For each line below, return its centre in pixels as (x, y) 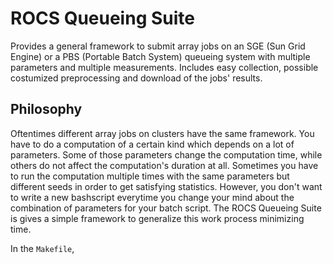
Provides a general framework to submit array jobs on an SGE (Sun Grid (158, 46)
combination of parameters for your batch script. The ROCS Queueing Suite (166, 208)
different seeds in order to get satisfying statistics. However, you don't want (166, 186)
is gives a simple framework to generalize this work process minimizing (157, 218)
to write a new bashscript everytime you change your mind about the (152, 197)
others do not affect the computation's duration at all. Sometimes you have (164, 165)
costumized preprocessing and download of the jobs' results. (136, 78)
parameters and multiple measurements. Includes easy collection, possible (164, 67)
